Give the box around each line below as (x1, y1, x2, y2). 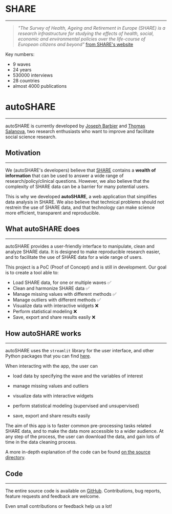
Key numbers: (5, 51, 35, 57)
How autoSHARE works (5, 329, 81, 338)
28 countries (12, 78, 40, 84)
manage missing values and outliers (12, 383, 89, 389)
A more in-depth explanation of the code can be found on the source (5, 449, 151, 455)
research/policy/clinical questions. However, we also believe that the (5, 178, 150, 184)
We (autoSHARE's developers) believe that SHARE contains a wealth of (5, 167, 156, 173)
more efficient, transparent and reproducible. (5, 210, 100, 216)
